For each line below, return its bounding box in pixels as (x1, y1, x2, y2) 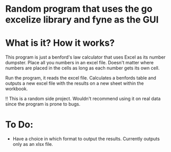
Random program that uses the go (5, 3, 153, 15)
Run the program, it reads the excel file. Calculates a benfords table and (5, 75, 157, 81)
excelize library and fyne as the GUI (5, 14, 159, 26)
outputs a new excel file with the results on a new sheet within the (5, 80, 144, 87)
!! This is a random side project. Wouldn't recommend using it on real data (5, 95, 161, 102)
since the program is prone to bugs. (5, 101, 81, 107)
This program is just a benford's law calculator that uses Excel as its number (5, 54, 166, 60)
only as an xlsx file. (12, 141, 54, 147)
